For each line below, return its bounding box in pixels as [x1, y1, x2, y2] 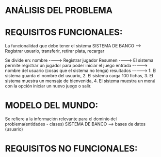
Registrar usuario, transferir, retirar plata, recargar [5, 48, 105, 54]
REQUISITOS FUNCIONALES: [5, 27, 123, 38]
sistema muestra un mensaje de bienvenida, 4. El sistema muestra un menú [5, 78, 156, 84]
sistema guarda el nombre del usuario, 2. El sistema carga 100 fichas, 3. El [5, 73, 154, 79]
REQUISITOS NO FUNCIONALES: [5, 143, 138, 154]
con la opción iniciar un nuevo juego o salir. [5, 83, 92, 89]
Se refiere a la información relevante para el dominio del [5, 116, 117, 122]
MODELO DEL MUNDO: [5, 100, 98, 111]
